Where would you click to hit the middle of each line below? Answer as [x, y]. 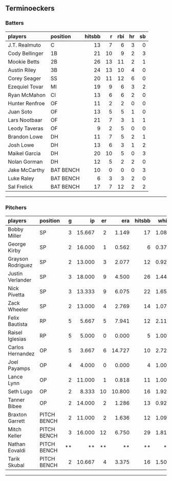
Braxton [17, 414]
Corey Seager [25, 78]
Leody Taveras [26, 128]
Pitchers [16, 207]
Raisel [15, 332]
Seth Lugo [20, 391]
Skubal [16, 465]
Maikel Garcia [24, 153]
